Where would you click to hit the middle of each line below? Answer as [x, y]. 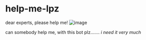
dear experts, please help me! [36, 22]
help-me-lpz [32, 9]
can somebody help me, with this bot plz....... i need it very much [73, 32]
